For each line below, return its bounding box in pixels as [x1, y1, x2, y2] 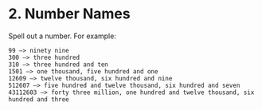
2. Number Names [8, 5, 131, 23]
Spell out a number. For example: [8, 31, 117, 41]
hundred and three [8, 95, 69, 104]
